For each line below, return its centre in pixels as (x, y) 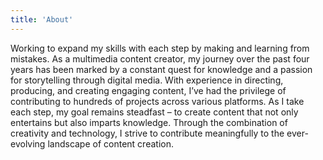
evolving (28, 143)
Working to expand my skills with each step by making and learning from (160, 48)
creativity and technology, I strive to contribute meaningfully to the (147, 133)
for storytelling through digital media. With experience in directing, (147, 80)
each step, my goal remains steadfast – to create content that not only (154, 112)
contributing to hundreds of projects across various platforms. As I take (157, 101)
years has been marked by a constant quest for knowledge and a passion (161, 69)
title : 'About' (42, 19)
